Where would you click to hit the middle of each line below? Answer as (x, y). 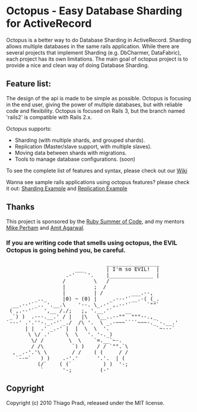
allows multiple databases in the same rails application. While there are (93, 46)
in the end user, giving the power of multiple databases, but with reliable (94, 104)
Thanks (20, 207)
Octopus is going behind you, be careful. (66, 251)
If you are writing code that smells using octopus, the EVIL (92, 243)
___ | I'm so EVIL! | (117, 269)
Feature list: (29, 84)
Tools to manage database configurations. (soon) (75, 159)
